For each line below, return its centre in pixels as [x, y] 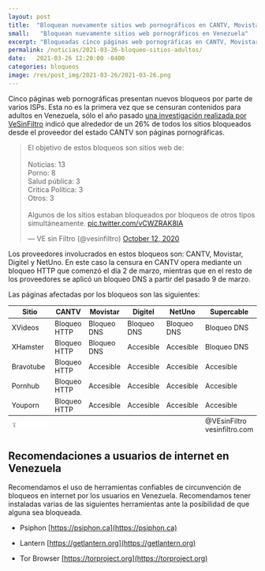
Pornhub [26, 386]
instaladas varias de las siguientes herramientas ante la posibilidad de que [129, 504]
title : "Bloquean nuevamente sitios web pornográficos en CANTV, [119, 25]
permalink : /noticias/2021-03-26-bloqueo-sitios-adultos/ [105, 50]
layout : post [30, 17]
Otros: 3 [41, 198]
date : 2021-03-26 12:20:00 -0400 [67, 59]
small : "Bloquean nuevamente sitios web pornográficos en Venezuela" [128, 33]
